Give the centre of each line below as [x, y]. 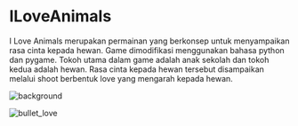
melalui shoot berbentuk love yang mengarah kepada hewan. [121, 78]
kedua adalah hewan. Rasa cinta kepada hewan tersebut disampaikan [137, 69]
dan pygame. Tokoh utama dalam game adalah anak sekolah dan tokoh [139, 59]
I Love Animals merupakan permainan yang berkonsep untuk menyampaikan [149, 41]
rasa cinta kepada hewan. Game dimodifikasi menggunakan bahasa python [147, 50]
